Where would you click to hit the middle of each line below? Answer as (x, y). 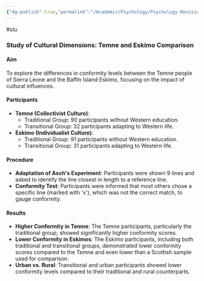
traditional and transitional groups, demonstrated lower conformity (98, 246)
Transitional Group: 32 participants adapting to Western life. (99, 126)
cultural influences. (30, 86)
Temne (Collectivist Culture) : (52, 113)
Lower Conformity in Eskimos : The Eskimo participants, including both (104, 239)
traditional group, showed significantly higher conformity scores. (96, 233)
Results (16, 213)
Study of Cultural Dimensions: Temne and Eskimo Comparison (100, 45)
